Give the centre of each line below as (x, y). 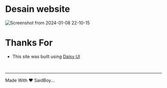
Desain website (38, 9)
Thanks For (29, 43)
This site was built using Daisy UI (46, 56)
